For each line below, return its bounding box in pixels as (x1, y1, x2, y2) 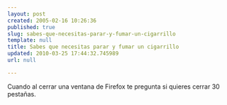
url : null (7, 57, 37, 64)
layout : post (7, 10, 46, 18)
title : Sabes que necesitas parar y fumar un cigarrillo (7, 43, 179, 50)
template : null (7, 37, 52, 44)
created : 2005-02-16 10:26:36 (7, 17, 97, 24)
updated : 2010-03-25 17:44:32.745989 (7, 50, 119, 57)
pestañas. (7, 89, 37, 98)
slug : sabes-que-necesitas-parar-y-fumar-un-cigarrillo (7, 30, 176, 38)
